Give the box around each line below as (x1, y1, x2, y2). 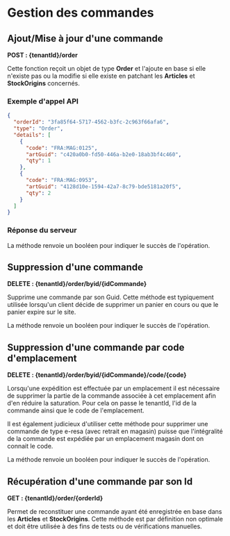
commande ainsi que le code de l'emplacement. (7, 406, 145, 414)
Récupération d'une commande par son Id (7, 476, 193, 487)
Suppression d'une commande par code (7, 342, 185, 353)
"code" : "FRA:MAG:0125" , (25, 144, 98, 151)
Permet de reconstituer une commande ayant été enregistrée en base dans (7, 508, 222, 516)
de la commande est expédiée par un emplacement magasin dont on (7, 435, 204, 443)
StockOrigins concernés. (7, 79, 80, 87)
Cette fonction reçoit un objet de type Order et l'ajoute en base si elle (7, 65, 206, 72)
